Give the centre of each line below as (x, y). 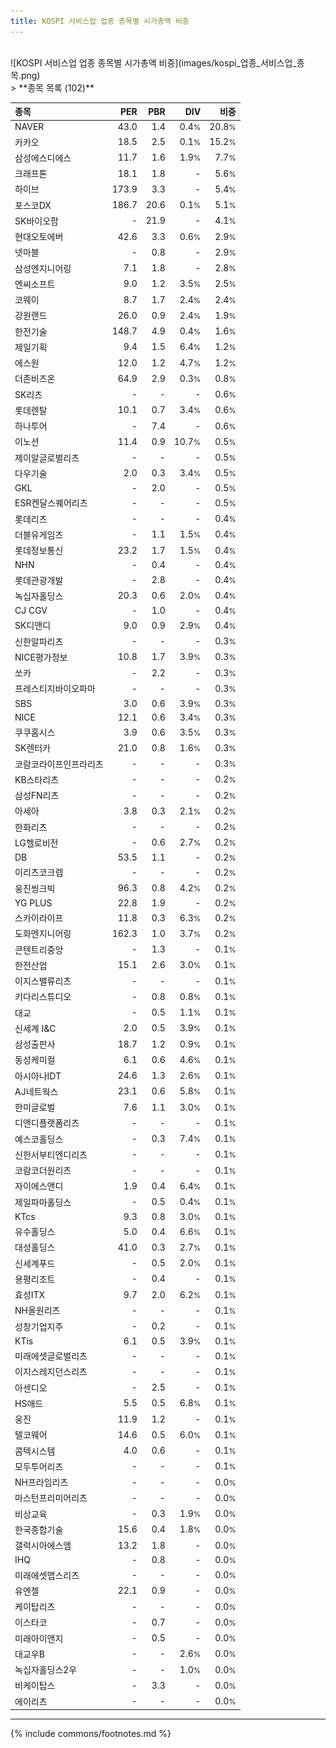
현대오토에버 (39, 237)
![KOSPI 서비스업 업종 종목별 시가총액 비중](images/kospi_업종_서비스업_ (153, 62)
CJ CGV (31, 611)
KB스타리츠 (37, 779)
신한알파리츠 (39, 641)
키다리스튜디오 (43, 997)
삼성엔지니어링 (43, 268)
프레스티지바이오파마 (55, 689)
